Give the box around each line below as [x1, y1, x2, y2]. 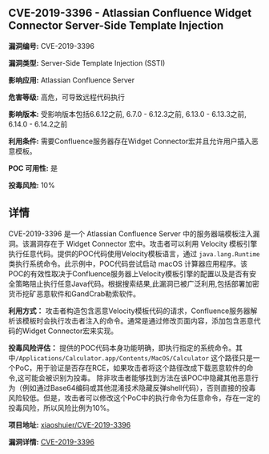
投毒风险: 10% [8, 180, 55, 190]
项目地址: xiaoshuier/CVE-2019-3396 [8, 420, 131, 429]
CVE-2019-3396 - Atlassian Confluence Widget [8, 6, 252, 20]
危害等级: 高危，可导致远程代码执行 [8, 92, 126, 102]
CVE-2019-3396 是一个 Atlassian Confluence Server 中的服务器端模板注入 [8, 228, 254, 239]
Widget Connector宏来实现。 [22, 326, 118, 335]
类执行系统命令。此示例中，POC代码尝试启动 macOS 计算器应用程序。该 [8, 259, 248, 268]
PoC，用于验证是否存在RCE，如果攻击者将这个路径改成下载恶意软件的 [14, 363, 247, 372]
